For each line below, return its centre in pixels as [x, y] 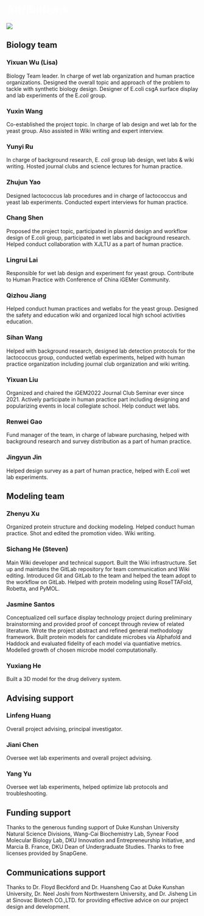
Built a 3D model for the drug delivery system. [64, 679]
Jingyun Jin [24, 457]
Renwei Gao [24, 422]
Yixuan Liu [22, 380]
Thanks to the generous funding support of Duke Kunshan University [93, 828]
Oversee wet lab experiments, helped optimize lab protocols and [87, 787]
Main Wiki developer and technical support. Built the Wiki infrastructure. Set [101, 562]
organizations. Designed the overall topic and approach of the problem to [98, 82]
